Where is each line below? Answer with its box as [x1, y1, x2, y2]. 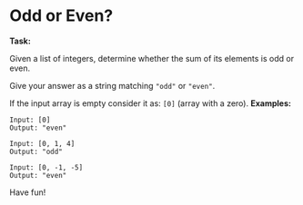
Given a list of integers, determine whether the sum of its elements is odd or [9, 53, 294, 63]
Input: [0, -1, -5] [9, 162, 84, 172]
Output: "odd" [9, 147, 64, 156]
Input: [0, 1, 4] [9, 139, 76, 148]
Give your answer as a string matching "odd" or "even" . [9, 80, 216, 91]
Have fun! [9, 187, 46, 198]
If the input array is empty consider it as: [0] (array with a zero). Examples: [9, 97, 291, 109]
